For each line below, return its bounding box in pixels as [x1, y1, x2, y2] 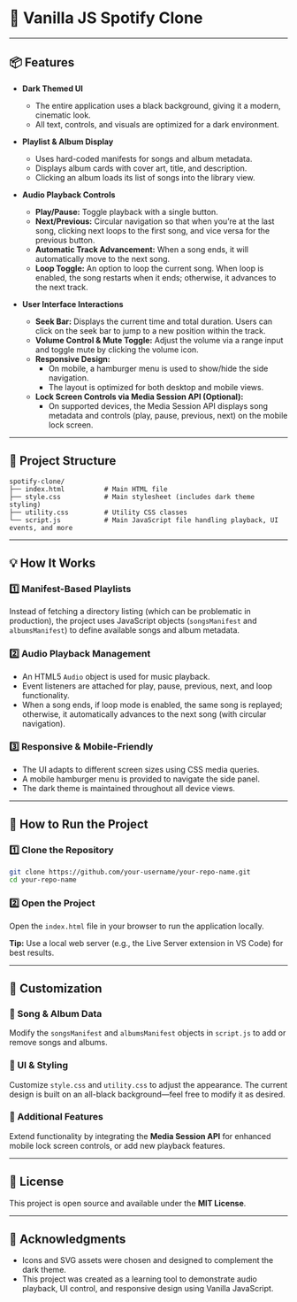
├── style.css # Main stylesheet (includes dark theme [9, 492, 255, 501]
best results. [9, 947, 55, 958]
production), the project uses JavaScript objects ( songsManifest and [9, 615, 258, 627]
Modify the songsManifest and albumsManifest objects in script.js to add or [9, 1028, 286, 1038]
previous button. [34, 235, 95, 245]
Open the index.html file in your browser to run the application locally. [9, 921, 265, 931]
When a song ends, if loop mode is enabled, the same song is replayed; [21, 699, 283, 710]
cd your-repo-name [9, 875, 77, 884]
